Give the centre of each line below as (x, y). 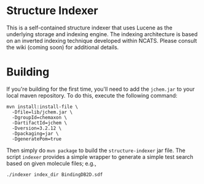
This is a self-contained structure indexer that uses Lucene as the (89, 28)
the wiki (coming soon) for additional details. (63, 47)
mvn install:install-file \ (42, 107)
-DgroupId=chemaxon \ (40, 117)
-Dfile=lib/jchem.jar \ (42, 112)
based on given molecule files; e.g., (51, 163)
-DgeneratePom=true (37, 139)
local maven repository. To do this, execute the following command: (92, 95)
